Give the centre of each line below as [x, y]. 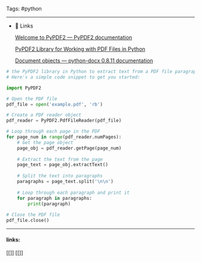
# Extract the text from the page [60, 159]
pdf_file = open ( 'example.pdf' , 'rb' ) [54, 104]
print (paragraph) [49, 204]
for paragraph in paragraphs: [55, 198]
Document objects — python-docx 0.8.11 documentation [84, 60]
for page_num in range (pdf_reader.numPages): [64, 137]
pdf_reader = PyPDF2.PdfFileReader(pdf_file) [64, 121]
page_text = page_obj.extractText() [63, 165]
